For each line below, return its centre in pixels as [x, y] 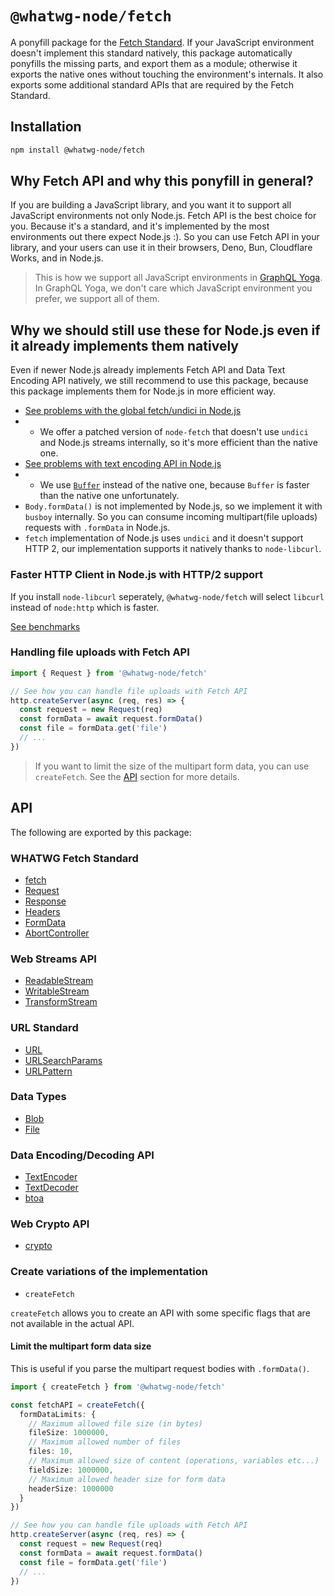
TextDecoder [51, 1188]
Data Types [38, 1097]
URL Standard [44, 1028]
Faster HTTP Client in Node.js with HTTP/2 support [136, 575]
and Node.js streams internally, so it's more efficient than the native [178, 443]
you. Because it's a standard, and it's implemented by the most [140, 226]
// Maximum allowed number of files [105, 1442]
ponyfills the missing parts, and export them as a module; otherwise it [154, 63]
